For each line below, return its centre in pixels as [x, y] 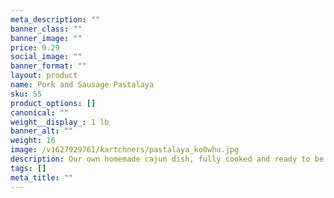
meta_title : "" [42, 177]
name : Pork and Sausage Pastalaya [82, 85]
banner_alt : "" [42, 131]
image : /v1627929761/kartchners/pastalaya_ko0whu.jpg [125, 150]
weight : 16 [33, 141]
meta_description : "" [55, 19]
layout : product [44, 76]
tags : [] [28, 168]
